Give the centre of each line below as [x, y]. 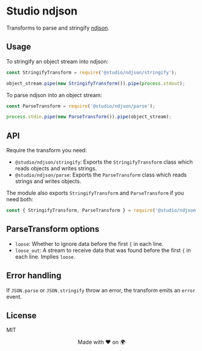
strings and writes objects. [48, 181]
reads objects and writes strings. [56, 169]
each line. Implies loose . [45, 256]
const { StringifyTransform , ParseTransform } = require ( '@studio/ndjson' [103, 211]
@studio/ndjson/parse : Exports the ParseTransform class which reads [101, 175]
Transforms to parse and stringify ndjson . [58, 28]
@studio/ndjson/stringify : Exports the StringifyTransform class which [104, 162]
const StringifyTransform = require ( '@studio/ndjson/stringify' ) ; [92, 72]
